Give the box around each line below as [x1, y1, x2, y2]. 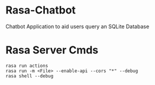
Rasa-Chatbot [5, 4, 76, 17]
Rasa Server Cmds [5, 43, 99, 57]
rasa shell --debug [5, 73, 54, 79]
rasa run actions [5, 63, 49, 69]
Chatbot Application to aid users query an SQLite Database [5, 23, 150, 30]
